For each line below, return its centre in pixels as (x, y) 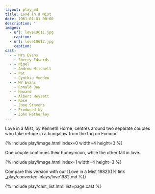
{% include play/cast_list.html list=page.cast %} (53, 186)
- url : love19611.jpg (32, 32)
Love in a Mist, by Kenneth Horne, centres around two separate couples (78, 128)
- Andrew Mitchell (33, 69)
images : (13, 28)
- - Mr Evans (23, 82)
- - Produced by (26, 110)
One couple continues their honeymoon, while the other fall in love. (73, 152)
